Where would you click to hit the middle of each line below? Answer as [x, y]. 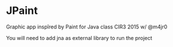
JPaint [22, 11]
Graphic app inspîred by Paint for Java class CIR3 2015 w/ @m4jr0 [87, 27]
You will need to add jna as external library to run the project [79, 38]
